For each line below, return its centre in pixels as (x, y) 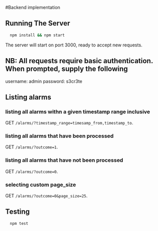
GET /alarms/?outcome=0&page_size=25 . (46, 196)
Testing (18, 212)
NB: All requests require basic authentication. (79, 61)
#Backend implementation (33, 7)
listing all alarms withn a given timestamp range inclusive (78, 112)
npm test (19, 223)
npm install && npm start (37, 35)
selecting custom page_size (41, 185)
